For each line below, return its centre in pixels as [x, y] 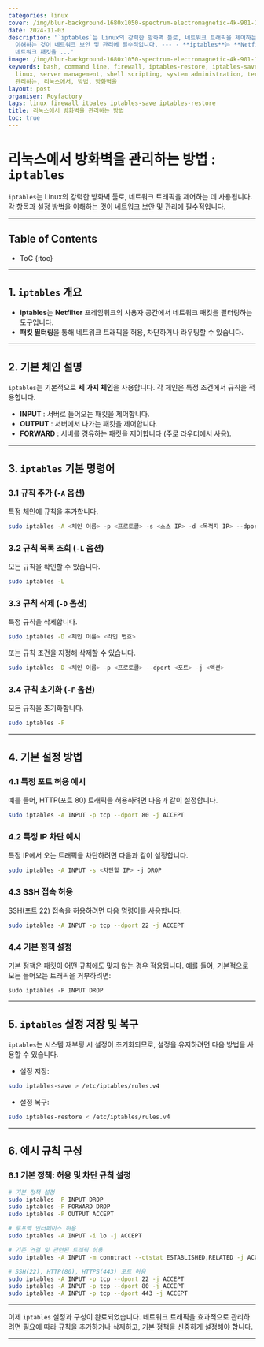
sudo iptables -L [37, 582]
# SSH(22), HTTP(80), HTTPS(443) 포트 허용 [77, 1271]
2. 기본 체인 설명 [45, 367]
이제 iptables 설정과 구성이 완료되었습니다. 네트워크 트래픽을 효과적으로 [119, 1317]
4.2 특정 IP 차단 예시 [44, 836]
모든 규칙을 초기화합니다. [46, 708]
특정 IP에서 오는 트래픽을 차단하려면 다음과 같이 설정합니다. [98, 855]
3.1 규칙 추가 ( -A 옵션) [47, 493]
